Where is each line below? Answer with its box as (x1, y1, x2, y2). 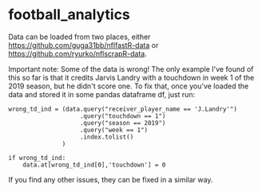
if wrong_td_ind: (8, 154, 66, 162)
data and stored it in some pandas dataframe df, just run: (8, 89, 196, 99)
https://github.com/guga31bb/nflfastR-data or (8, 40, 159, 49)
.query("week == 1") (79, 126, 149, 134)
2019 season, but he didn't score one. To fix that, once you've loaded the (8, 81, 249, 91)
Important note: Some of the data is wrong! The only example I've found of (8, 64, 254, 73)
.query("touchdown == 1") (79, 112, 166, 120)
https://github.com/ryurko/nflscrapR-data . (8, 49, 148, 58)
